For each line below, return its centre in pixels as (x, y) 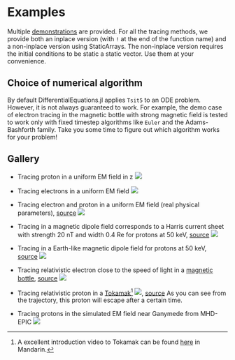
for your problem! (33, 137)
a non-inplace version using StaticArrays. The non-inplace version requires (115, 46)
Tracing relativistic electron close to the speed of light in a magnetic (115, 270)
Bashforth (22, 129)
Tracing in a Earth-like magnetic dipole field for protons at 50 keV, (112, 248)
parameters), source (47, 213)
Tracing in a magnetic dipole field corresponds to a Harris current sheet (121, 226)
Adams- (197, 122)
